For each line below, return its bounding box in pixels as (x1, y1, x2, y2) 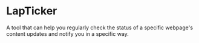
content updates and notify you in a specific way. (6, 30, 129, 37)
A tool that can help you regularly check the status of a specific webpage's (6, 24, 194, 31)
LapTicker (6, 4, 57, 18)
